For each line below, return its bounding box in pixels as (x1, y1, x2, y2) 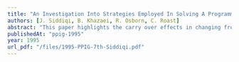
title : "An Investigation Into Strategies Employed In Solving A (7, 10, 205, 18)
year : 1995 (7, 37, 40, 44)
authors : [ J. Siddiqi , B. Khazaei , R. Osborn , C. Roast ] (7, 17, 180, 24)
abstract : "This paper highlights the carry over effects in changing (7, 24, 221, 31)
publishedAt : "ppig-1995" (7, 30, 84, 38)
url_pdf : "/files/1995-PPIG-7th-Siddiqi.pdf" (7, 43, 144, 51)
